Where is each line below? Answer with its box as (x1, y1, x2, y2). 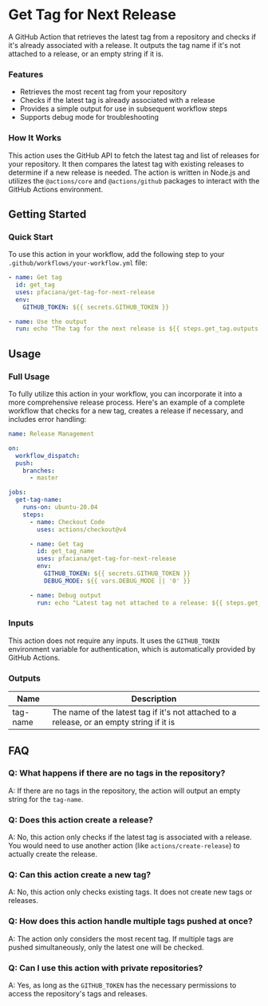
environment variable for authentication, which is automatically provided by (8, 644, 256, 653)
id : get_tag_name (37, 547, 94, 555)
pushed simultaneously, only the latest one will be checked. (8, 942, 205, 952)
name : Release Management (8, 430, 94, 438)
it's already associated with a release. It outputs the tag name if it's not (8, 40, 241, 49)
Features (8, 69, 44, 80)
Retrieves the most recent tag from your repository (19, 87, 187, 97)
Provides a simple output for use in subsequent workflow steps (19, 104, 227, 113)
